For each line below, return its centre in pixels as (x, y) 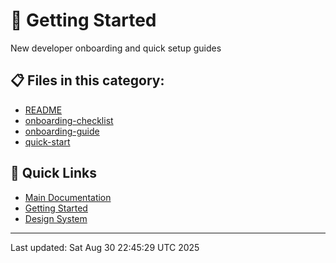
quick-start (47, 141)
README (43, 110)
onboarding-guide (62, 131)
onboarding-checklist (69, 120)
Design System (56, 218)
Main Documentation (68, 197)
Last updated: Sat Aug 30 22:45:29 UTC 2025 (105, 247)
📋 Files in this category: (87, 80)
